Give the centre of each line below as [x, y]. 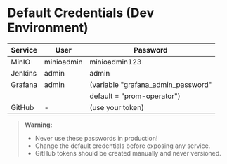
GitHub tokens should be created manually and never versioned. [128, 153]
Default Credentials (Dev [81, 13]
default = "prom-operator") [135, 96]
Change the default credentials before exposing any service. [123, 146]
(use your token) [117, 107]
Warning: [38, 125]
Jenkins [24, 73]
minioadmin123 [116, 62]
